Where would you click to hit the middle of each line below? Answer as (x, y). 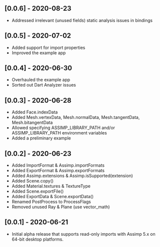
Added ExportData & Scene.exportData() (53, 197)
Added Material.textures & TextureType (51, 186)
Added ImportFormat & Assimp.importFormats (58, 165)
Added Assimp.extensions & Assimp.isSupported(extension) (72, 176)
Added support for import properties (48, 47)
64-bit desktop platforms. (38, 239)
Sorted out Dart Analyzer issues (44, 85)
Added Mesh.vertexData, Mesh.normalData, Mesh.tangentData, (76, 117)
